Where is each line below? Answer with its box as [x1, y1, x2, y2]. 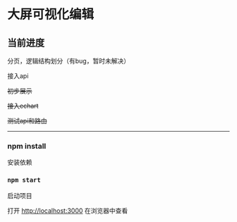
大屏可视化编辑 [7, 6, 95, 23]
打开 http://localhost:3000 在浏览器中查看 [7, 206, 128, 215]
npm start [7, 176, 41, 184]
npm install [7, 141, 47, 151]
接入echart [7, 101, 39, 110]
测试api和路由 [7, 117, 47, 125]
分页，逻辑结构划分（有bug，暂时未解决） [7, 57, 130, 65]
